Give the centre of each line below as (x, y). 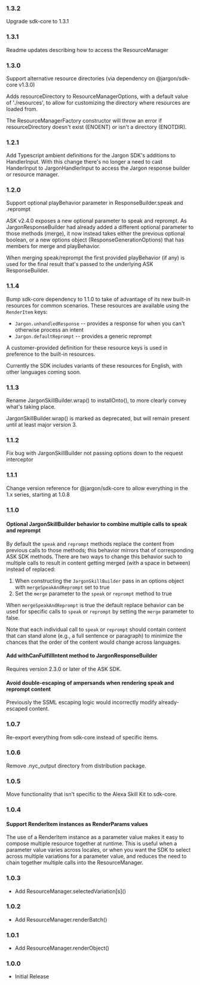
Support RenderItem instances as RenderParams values (77, 824)
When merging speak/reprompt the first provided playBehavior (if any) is (96, 258)
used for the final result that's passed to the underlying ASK (80, 264)
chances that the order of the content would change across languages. (93, 642)
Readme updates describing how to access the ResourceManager (87, 50)
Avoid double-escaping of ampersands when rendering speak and (90, 683)
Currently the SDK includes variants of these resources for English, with (95, 365)
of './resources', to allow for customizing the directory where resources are (98, 102)
